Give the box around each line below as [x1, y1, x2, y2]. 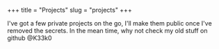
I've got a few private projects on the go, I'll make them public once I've [7, 19, 212, 27]
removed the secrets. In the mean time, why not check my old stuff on [7, 27, 208, 35]
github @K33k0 [7, 34, 52, 42]
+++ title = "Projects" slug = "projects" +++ [7, 6, 132, 14]
